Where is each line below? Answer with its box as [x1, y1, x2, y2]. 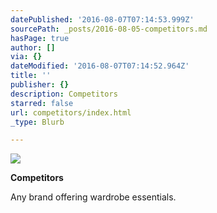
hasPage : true [10, 33, 70, 43]
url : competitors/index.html [10, 107, 132, 118]
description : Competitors [10, 89, 118, 99]
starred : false [10, 98, 74, 108]
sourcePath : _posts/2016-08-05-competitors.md [10, 24, 208, 34]
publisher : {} [10, 80, 70, 90]
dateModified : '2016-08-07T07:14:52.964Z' [10, 61, 190, 71]
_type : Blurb [10, 117, 65, 127]
